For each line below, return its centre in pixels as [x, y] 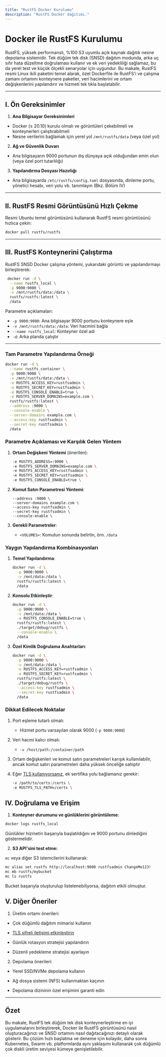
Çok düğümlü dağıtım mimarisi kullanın [52, 923]
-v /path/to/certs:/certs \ [41, 783]
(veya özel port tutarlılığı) [38, 161]
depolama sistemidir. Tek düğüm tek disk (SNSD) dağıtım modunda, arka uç [82, 58]
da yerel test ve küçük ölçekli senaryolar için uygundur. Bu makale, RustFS [81, 68]
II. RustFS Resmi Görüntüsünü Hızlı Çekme [72, 206]
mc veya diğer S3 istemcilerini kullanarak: [46, 858]
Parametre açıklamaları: [29, 311]
